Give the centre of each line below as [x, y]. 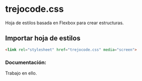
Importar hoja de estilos [43, 38]
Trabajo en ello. [21, 73]
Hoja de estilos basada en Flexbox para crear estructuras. [65, 23]
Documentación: [26, 62]
